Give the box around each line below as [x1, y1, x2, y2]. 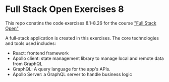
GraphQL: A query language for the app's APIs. [12, 66, 111, 72]
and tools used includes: [5, 40, 57, 46]
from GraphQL [12, 60, 43, 66]
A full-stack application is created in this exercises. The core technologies [5, 35, 159, 41]
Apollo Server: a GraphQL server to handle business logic [12, 71, 132, 77]
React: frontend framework [12, 50, 69, 56]
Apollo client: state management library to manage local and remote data [12, 55, 164, 61]
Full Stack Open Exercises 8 [5, 3, 125, 15]
